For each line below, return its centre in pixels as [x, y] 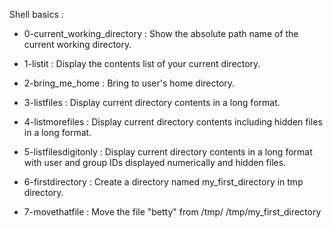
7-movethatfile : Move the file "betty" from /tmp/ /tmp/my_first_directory [172, 212]
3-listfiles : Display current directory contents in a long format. [152, 102]
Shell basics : [36, 14]
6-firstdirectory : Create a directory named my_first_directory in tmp [163, 182]
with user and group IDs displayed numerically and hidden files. [155, 162]
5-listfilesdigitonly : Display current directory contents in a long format [168, 152]
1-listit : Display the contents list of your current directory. [142, 63]
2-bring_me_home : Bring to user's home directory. [129, 83]
